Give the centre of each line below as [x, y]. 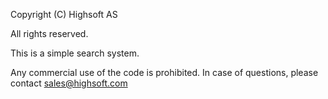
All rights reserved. [49, 33]
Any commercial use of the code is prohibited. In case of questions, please [164, 72]
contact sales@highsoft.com [69, 83]
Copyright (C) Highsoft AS [64, 14]
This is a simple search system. [75, 53]
